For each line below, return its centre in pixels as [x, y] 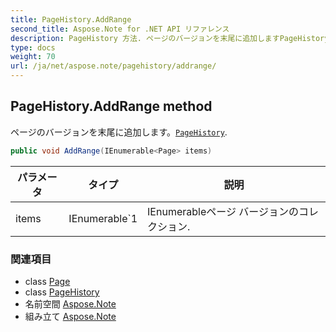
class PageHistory [62, 292]
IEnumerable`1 [103, 218]
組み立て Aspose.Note [70, 316]
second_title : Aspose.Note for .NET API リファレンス [120, 29]
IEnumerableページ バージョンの [223, 211]
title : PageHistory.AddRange [71, 19]
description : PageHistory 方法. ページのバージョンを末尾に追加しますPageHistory [170, 38]
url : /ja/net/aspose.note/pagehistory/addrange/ [113, 66]
